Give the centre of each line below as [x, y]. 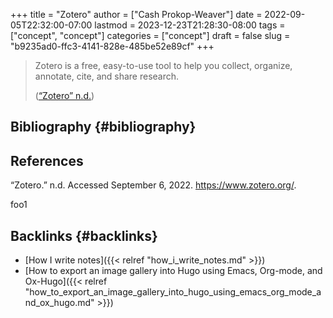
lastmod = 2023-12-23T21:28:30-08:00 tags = [190, 25]
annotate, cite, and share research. [107, 76]
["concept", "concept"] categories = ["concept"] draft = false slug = [150, 35]
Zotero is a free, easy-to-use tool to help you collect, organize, [163, 65]
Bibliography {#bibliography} [103, 127]
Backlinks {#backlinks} [84, 235]
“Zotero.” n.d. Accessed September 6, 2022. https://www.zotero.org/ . [153, 185]
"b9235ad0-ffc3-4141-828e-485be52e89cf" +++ [112, 46]
